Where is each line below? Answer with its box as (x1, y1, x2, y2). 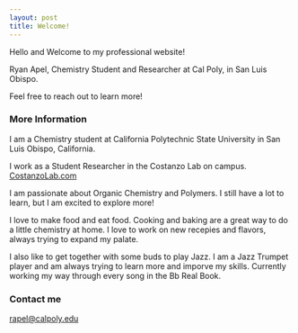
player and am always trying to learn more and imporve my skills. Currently (9, 260, 287, 271)
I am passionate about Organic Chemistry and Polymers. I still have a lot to (9, 187, 285, 198)
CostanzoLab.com (9, 170, 77, 181)
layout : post (9, 13, 58, 22)
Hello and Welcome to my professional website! (9, 46, 186, 57)
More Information (9, 113, 87, 126)
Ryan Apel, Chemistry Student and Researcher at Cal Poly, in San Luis (9, 64, 267, 75)
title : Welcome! (9, 22, 70, 31)
